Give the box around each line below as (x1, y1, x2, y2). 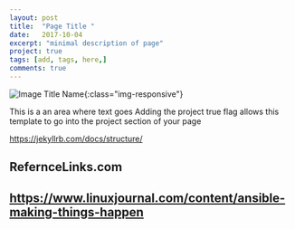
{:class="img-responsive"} (83, 88, 184, 100)
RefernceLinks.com (9, 159, 123, 175)
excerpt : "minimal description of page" (9, 38, 165, 48)
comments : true (9, 64, 67, 73)
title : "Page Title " (9, 22, 95, 31)
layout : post (9, 13, 59, 23)
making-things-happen (9, 205, 145, 220)
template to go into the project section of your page (9, 115, 202, 127)
